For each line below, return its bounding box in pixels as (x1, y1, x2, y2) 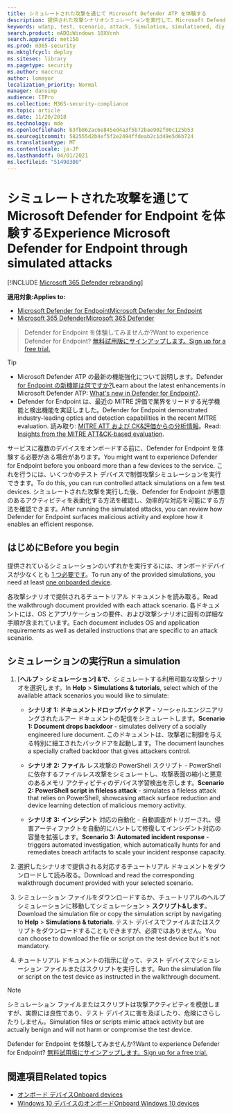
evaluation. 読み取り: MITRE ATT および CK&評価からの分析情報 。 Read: (17, 421, 221, 430)
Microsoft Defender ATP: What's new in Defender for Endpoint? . (17, 389, 200, 397)
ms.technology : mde (7, 119, 64, 127)
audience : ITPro (7, 94, 54, 101)
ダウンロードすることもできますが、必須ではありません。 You (41, 927, 216, 935)
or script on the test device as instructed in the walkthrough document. (17, 972, 221, 981)
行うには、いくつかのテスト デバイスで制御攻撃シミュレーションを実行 (19, 470, 221, 478)
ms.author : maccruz (7, 68, 64, 75)
